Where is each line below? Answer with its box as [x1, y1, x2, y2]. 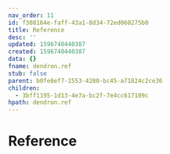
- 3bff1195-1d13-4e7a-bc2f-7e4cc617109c [15, 91, 149, 99]
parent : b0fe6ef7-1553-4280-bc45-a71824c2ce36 [8, 77, 163, 84]
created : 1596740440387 [8, 48, 86, 56]
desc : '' [8, 33, 37, 41]
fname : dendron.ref [8, 63, 72, 70]
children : [8, 84, 41, 92]
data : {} [8, 56, 37, 63]
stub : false [8, 70, 47, 77]
